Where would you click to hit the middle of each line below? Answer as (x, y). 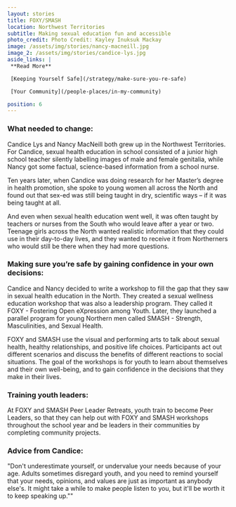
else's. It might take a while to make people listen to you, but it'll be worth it (116, 489)
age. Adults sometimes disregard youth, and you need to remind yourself (113, 474)
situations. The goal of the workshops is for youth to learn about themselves (118, 361)
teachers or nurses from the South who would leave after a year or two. (111, 224)
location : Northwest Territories (56, 27)
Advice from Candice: (45, 451)
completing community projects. (54, 432)
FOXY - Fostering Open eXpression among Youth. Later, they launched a (112, 311)
